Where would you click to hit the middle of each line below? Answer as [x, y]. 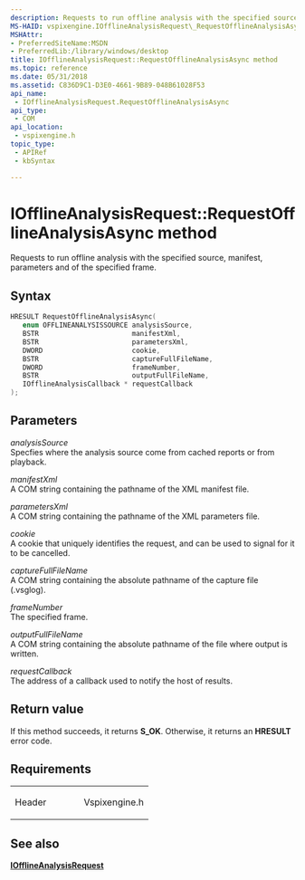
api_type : [29, 110]
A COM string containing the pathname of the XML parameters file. [135, 516]
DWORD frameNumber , [101, 368]
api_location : [37, 128]
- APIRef [31, 152]
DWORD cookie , [91, 350]
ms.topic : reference [49, 69]
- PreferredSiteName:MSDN [59, 43]
